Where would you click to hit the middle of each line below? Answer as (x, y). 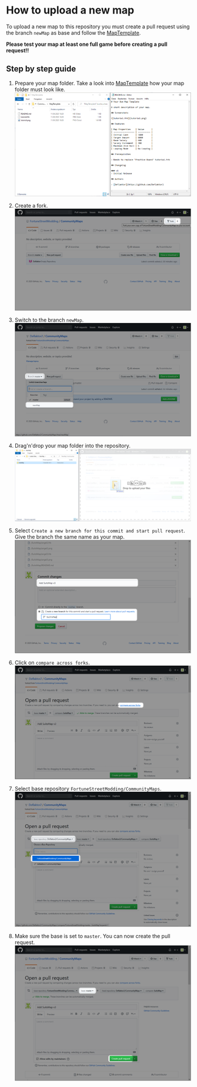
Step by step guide (41, 69)
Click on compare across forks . (52, 663)
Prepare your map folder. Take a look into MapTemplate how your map (99, 83)
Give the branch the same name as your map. (69, 536)
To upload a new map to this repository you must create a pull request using (98, 26)
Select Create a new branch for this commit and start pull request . (100, 531)
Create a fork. (31, 205)
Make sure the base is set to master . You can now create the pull (92, 936)
